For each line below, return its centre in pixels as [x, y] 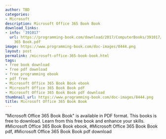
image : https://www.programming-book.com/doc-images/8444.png [70, 46]
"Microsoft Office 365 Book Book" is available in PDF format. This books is [81, 116]
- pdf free [16, 79]
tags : [11, 60]
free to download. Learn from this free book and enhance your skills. [75, 121]
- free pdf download [26, 70]
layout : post [19, 51]
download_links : [22, 28]
